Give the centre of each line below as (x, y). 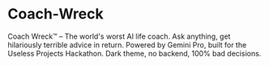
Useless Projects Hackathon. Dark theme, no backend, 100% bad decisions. (134, 53)
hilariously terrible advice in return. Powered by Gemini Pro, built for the (127, 44)
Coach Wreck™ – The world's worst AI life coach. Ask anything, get (119, 36)
